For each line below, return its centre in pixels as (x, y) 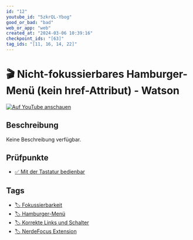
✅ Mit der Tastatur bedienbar (50, 172)
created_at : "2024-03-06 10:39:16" (50, 33)
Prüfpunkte (27, 158)
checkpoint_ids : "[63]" (35, 39)
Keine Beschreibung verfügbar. (44, 139)
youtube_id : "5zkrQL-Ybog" (39, 17)
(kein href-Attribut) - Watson (109, 91)
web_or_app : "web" (28, 28)
